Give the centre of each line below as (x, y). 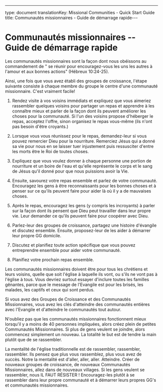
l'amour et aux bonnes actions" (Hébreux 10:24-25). (57, 71)
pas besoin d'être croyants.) (40, 126)
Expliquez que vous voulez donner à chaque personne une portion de (82, 160)
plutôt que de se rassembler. (33, 339)
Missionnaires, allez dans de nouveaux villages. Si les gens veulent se (75, 370)
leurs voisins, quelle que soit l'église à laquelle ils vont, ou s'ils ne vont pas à (81, 274)
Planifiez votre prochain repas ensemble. (53, 259)
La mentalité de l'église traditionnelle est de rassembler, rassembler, (73, 349)
